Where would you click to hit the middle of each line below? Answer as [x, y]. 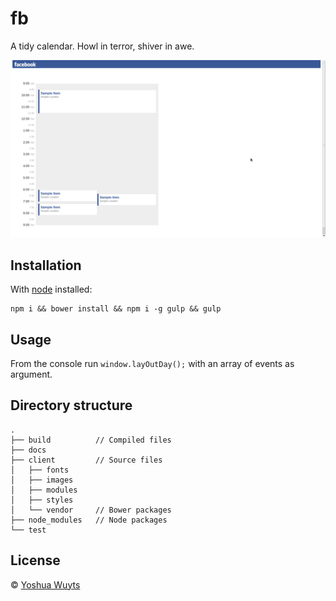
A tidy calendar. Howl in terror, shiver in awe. [102, 46]
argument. [31, 374]
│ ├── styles [42, 500]
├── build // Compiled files [91, 440]
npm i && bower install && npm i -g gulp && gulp [116, 309]
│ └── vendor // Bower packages [91, 510]
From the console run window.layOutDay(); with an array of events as [152, 364]
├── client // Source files [86, 460]
